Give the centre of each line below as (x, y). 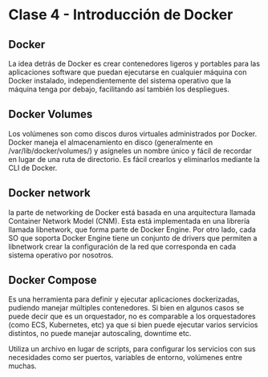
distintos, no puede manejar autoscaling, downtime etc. (100, 334)
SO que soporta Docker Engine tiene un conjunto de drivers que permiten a (133, 237)
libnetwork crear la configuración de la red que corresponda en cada (122, 246)
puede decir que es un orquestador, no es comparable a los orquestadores (132, 316)
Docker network (49, 193)
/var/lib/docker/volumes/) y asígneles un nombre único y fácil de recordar (130, 151)
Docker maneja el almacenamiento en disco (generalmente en (111, 142)
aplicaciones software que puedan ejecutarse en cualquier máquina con (128, 72)
